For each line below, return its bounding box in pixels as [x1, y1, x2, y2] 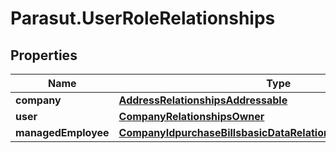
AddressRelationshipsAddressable [118, 93, 288, 107]
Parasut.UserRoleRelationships [10, 7, 276, 30]
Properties [10, 47, 78, 64]
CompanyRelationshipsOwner [118, 110, 265, 123]
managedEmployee [15, 126, 110, 139]
